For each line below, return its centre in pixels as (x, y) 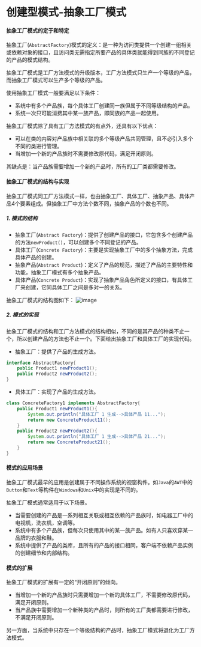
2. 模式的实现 (22, 315)
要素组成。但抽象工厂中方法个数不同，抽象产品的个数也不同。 (96, 203)
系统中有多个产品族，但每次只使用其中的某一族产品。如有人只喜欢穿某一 (104, 530)
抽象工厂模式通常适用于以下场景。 (48, 502)
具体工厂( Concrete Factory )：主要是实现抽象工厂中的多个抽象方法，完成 (104, 249)
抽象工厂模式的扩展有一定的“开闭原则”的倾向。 (64, 582)
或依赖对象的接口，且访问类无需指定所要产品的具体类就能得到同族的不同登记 (100, 52)
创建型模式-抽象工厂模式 (66, 12)
